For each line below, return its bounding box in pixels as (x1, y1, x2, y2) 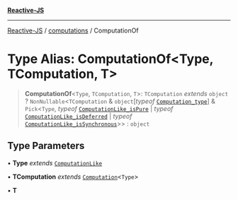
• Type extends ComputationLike (7, 158, 103, 167)
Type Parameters (7, 140, 85, 152)
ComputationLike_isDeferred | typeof (24, 112, 132, 120)
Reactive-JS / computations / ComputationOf (7, 26, 140, 35)
